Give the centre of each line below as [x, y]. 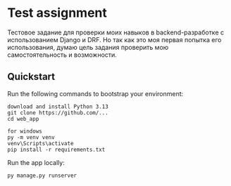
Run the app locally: [36, 162]
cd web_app [23, 119]
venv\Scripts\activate [40, 143]
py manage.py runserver [42, 175]
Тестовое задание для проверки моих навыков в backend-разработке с [115, 32]
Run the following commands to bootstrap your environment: [95, 93]
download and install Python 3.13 [58, 107]
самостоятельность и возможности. [62, 55]
